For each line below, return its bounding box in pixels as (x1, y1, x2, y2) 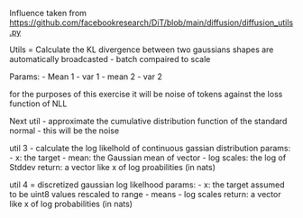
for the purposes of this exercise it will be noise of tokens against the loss (9, 89, 283, 99)
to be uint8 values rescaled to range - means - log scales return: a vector (9, 189, 281, 199)
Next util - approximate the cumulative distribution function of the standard (9, 116, 288, 126)
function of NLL (9, 98, 68, 109)
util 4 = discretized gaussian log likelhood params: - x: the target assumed (9, 179, 286, 190)
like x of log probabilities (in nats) (9, 198, 133, 209)
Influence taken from (9, 8, 87, 18)
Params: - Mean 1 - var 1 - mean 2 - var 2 (9, 71, 162, 82)
